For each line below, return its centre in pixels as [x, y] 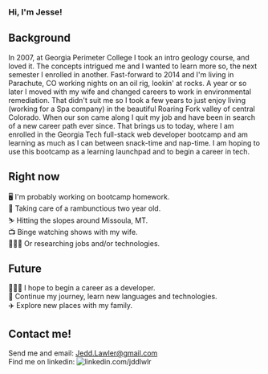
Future [25, 268]
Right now [34, 177]
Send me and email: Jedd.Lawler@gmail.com [83, 353]
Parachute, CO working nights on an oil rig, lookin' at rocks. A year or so [128, 83]
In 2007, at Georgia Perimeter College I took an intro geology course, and [129, 57]
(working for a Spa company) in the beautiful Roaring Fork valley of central [132, 109]
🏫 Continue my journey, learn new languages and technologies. [113, 297]
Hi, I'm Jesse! [35, 12]
